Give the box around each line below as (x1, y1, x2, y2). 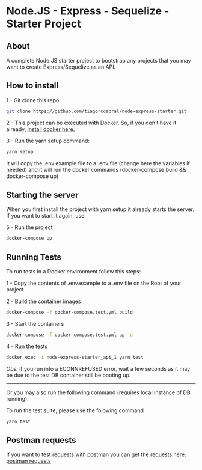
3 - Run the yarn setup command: (6, 137, 90, 144)
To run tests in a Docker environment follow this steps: (6, 268, 141, 275)
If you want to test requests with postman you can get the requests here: (6, 451, 186, 458)
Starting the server (6, 189, 79, 200)
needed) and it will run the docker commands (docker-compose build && (6, 166, 186, 173)
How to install (6, 81, 59, 91)
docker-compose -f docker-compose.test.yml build (6, 310, 133, 316)
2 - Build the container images (6, 298, 81, 305)
